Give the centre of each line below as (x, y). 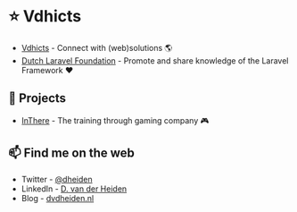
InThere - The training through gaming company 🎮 (115, 120)
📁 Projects (37, 98)
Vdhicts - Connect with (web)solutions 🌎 (97, 47)
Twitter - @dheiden (57, 179)
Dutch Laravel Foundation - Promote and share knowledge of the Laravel (155, 60)
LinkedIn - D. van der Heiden (74, 189)
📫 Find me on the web (72, 153)
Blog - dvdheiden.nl (58, 198)
